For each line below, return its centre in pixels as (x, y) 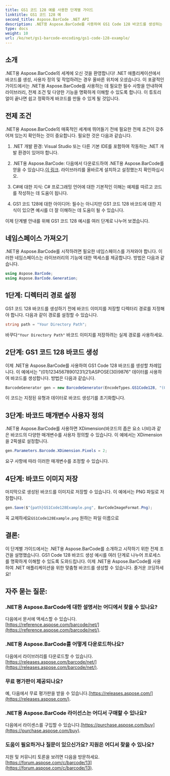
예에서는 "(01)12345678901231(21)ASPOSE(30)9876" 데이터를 (85, 372)
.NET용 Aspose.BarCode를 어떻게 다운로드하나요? (65, 644)
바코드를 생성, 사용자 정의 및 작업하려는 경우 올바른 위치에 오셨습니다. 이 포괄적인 (85, 79)
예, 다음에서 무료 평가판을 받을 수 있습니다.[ (48, 693)
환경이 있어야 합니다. (38, 152)
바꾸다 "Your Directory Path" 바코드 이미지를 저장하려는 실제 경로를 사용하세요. (84, 335)
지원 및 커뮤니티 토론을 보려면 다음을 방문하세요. (53, 757)
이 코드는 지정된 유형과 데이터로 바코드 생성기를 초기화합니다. (65, 398)
